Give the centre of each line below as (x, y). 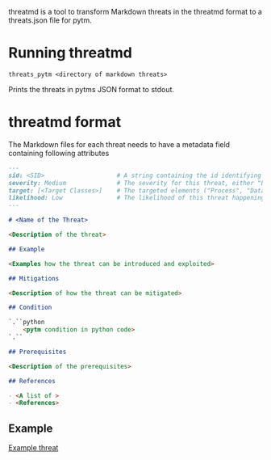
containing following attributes (59, 153)
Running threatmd (71, 53)
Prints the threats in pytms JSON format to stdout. (92, 89)
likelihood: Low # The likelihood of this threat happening (137, 198)
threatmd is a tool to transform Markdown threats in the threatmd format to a (135, 12)
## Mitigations (34, 278)
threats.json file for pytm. (50, 20)
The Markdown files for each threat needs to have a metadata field (119, 144)
